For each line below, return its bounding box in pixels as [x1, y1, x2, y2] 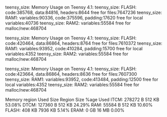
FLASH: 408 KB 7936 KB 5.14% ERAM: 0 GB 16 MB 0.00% [5, 107, 125, 113]
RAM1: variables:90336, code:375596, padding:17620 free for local [5, 15, 143, 20]
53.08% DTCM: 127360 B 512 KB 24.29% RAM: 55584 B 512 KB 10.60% [5, 102, 153, 108]
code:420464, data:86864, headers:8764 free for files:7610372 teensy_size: [5, 40, 162, 46]
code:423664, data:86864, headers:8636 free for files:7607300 [5, 71, 137, 77]
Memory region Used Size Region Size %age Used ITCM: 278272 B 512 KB [5, 97, 159, 103]
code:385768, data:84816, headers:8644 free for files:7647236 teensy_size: [5, 9, 162, 15]
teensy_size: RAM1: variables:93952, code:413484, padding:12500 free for [5, 77, 158, 82]
